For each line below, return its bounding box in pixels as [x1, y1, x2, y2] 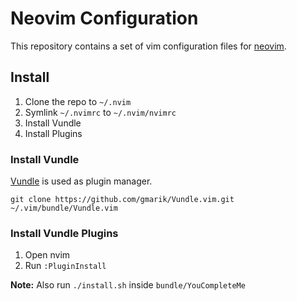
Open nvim [24, 249, 71, 261]
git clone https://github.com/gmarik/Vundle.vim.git [10, 195, 235, 205]
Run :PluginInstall [24, 260, 107, 272]
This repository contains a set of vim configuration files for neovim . [10, 40, 287, 52]
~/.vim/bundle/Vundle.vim [10, 203, 118, 214]
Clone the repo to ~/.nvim [24, 95, 132, 107]
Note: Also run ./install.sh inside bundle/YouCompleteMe [10, 279, 246, 291]
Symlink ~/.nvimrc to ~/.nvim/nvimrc [24, 106, 177, 118]
